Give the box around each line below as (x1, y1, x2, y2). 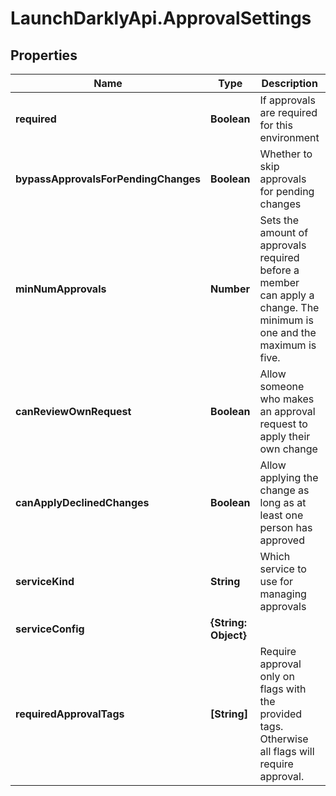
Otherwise (259, 732, 309, 746)
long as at (259, 496, 307, 509)
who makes (259, 392, 315, 406)
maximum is (259, 338, 317, 352)
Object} (210, 628, 247, 642)
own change (259, 442, 318, 456)
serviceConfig (15, 622, 85, 636)
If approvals (259, 93, 316, 107)
